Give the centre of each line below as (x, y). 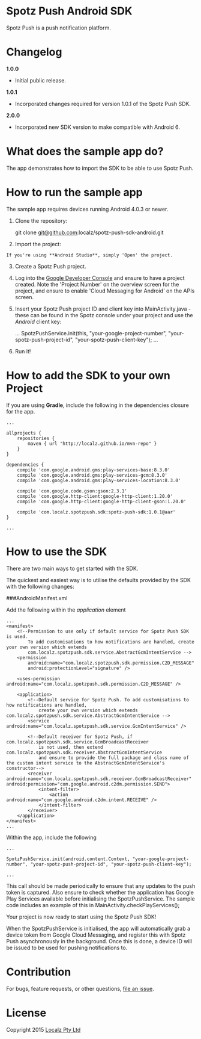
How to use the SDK (57, 551)
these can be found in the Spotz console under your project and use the (104, 315)
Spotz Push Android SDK (69, 11)
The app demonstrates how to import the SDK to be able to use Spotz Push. (100, 168)
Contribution (39, 972)
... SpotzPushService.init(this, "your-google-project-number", (91, 333)
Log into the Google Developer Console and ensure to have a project (100, 278)
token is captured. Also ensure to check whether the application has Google (100, 892)
